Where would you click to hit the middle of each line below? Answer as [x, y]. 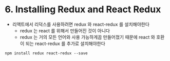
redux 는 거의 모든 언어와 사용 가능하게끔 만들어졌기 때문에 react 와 [87, 37]
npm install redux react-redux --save [46, 53]
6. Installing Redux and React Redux [83, 9]
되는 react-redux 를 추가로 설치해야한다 [65, 43]
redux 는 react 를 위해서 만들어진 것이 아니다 [65, 30]
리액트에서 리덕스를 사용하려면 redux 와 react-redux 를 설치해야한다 [81, 24]
